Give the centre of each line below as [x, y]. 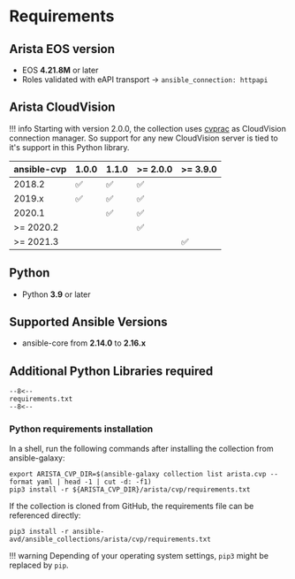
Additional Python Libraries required [111, 371]
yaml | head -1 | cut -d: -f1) [94, 482]
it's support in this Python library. [69, 147]
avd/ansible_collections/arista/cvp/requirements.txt [110, 539]
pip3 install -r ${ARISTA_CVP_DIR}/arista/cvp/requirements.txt [130, 489]
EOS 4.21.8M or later [60, 70]
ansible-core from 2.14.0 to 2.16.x [84, 343]
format [21, 482]
